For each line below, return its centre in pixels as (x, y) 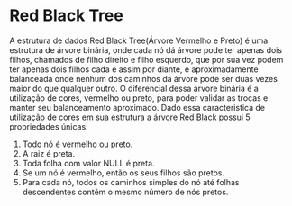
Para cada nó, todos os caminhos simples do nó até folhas (131, 182)
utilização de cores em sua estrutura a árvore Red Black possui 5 (130, 117)
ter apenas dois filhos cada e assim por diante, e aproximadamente (134, 69)
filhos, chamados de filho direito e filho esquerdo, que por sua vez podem (146, 59)
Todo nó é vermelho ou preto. (78, 144)
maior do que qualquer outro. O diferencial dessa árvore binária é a (134, 88)
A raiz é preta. (48, 153)
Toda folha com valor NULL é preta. (88, 163)
